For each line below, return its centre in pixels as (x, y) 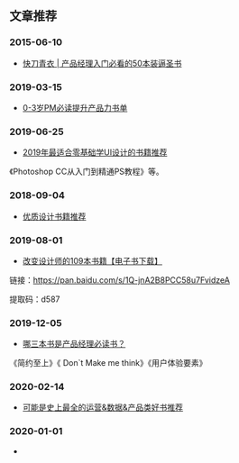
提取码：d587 (35, 299)
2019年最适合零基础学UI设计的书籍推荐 (95, 152)
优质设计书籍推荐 (54, 216)
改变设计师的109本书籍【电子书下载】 (92, 260)
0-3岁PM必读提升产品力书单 (75, 107)
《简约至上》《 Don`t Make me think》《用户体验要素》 (108, 363)
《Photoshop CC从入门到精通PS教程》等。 (87, 172)
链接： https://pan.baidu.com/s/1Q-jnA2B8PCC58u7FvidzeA (119, 280)
